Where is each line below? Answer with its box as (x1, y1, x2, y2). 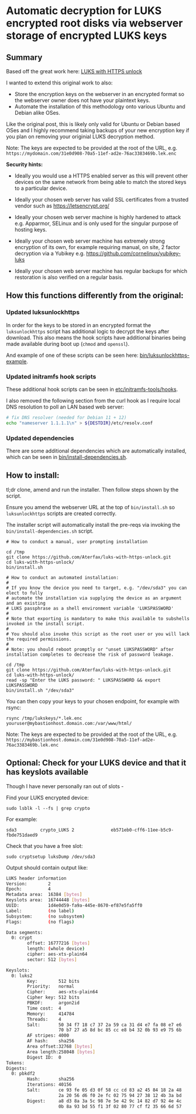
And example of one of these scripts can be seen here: (6, 352, 139, 359)
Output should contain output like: (6, 864, 88, 871)
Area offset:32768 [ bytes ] (27, 1044, 93, 1050)
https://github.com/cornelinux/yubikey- (85, 250, 181, 257)
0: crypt (11, 935, 33, 941)
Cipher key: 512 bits (27, 994, 80, 1000)
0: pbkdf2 (11, 1071, 35, 1076)
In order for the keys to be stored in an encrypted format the (6, 321, 151, 329)
